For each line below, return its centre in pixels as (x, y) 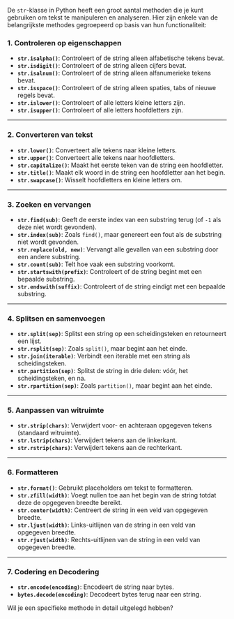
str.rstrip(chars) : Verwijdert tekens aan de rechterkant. (100, 448)
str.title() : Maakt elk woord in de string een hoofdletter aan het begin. (121, 172)
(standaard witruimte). (49, 433)
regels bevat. (36, 95)
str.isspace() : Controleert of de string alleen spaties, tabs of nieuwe (117, 88)
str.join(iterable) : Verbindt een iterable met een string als (104, 356)
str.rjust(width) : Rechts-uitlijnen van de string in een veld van (109, 539)
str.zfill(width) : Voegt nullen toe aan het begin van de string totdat (117, 495)
